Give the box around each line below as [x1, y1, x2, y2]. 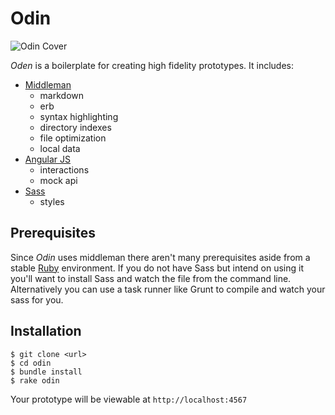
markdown [39, 89, 85, 101]
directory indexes [39, 121, 112, 133]
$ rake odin [10, 375, 60, 386]
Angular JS [24, 153, 72, 165]
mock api [39, 174, 78, 186]
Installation [10, 323, 82, 340]
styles [39, 195, 65, 207]
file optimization [39, 132, 107, 144]
